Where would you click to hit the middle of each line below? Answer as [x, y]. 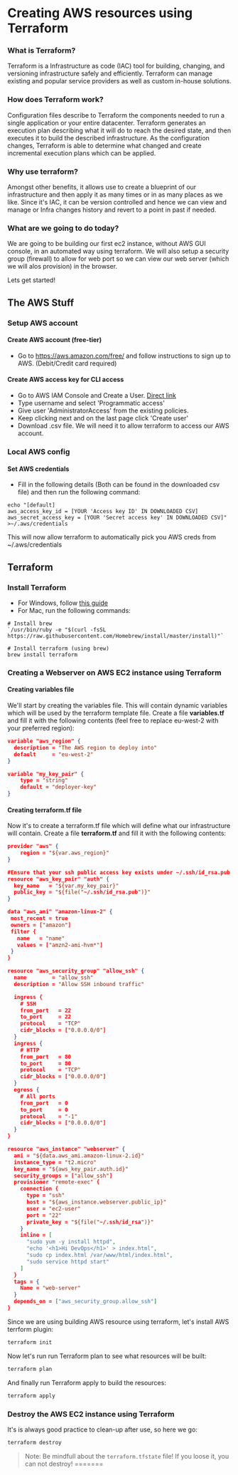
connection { [39, 1189]
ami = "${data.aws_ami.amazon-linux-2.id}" [79, 1156]
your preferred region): [41, 728]
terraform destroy [34, 1442]
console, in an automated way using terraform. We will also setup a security [118, 252]
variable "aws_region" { [44, 741]
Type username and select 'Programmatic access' [91, 403]
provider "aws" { [33, 847]
